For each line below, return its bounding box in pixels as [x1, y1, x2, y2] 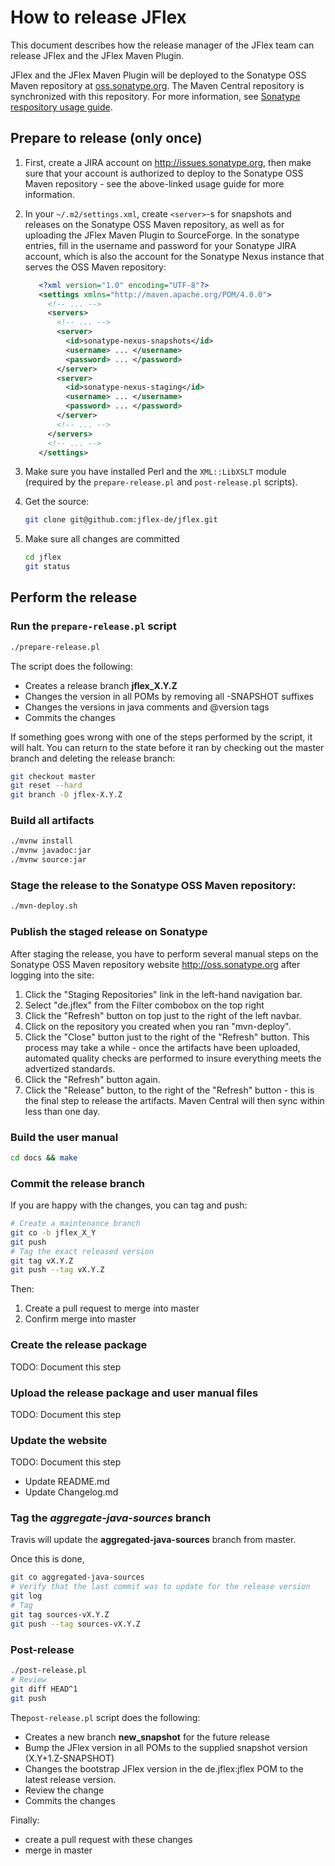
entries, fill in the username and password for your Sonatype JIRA [24, 239, 297, 251]
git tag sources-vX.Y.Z [10, 1609, 110, 1620]
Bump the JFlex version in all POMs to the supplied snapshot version [24, 1741, 308, 1753]
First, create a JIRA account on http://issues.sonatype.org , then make [24, 156, 312, 168]
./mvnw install [10, 836, 74, 846]
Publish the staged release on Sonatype [10, 925, 208, 939]
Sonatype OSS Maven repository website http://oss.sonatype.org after [10, 958, 301, 970]
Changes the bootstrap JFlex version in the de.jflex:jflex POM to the [24, 1762, 304, 1775]
